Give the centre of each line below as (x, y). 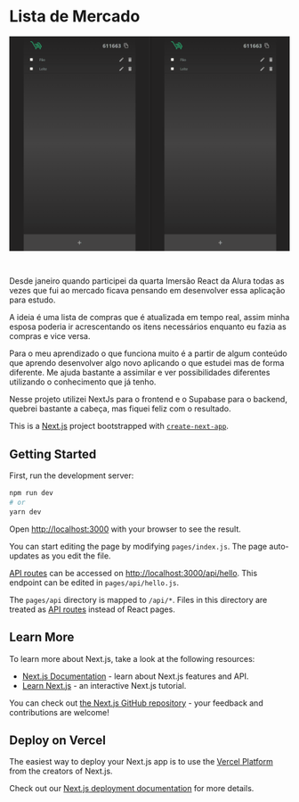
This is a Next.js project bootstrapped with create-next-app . (119, 426)
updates (24, 556)
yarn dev (25, 512)
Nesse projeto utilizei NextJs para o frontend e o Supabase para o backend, (148, 400)
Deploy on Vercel (58, 740)
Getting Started (53, 454)
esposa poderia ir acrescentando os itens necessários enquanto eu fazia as (148, 327)
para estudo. (32, 300)
